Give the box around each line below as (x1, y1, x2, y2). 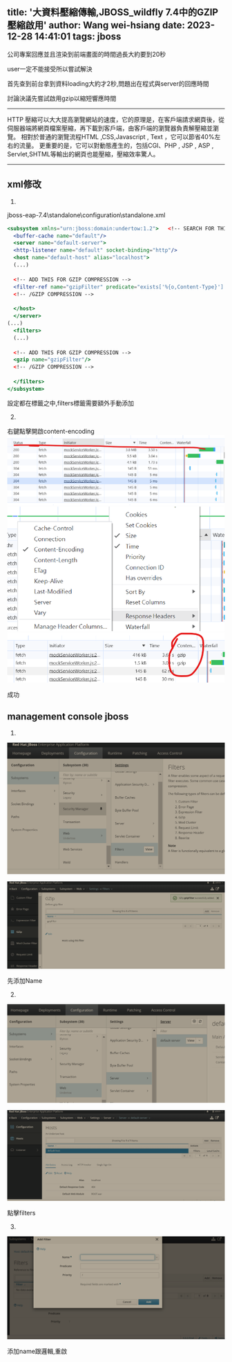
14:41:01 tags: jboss (34, 30, 122, 43)
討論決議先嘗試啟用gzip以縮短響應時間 (7, 94, 117, 102)
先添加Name (7, 977, 43, 985)
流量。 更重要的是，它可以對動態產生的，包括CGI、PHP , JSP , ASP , (19, 141, 214, 149)
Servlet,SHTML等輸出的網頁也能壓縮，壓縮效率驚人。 (7, 149, 159, 158)
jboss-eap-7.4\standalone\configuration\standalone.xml (7, 210, 166, 219)
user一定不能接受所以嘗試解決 (7, 64, 93, 73)
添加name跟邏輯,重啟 (7, 1347, 68, 1355)
